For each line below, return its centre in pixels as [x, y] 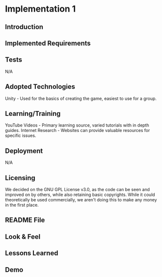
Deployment [24, 151]
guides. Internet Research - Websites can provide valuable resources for [78, 130]
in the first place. [22, 205]
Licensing [20, 178]
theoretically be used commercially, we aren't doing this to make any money [81, 200]
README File [25, 220]
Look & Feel [23, 236]
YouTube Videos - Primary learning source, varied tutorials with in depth [77, 125]
